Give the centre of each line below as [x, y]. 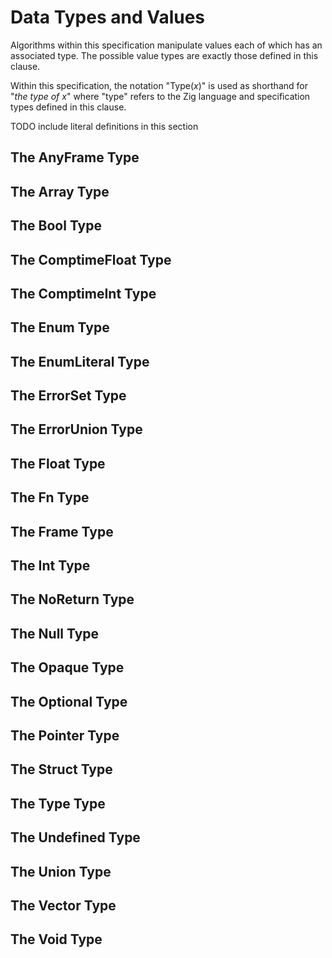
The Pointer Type [65, 735]
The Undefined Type [75, 837]
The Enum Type [60, 327]
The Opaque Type [67, 667]
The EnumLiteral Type [80, 361]
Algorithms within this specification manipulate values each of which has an [166, 45]
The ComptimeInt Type [83, 293]
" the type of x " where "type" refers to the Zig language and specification [160, 96]
